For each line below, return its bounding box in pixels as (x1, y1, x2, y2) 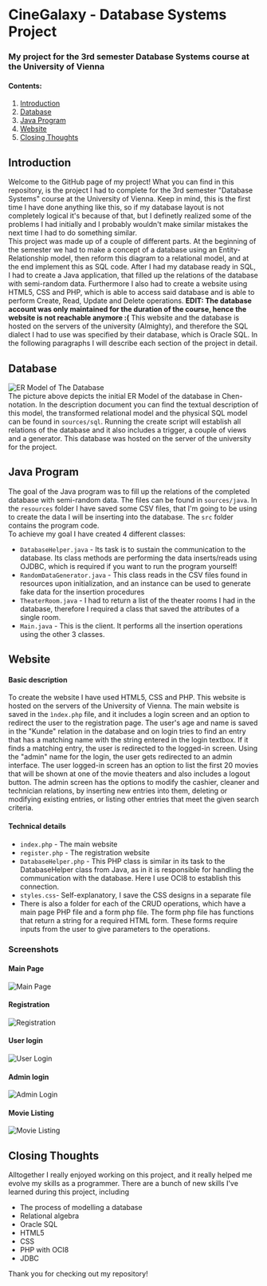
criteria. (8, 803, 34, 813)
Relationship (8, 253, 49, 263)
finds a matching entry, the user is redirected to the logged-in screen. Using (8, 743, 258, 753)
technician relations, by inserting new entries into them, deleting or (8, 786, 228, 796)
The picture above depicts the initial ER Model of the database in (8, 391, 221, 400)
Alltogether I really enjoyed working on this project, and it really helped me (8, 1170, 253, 1180)
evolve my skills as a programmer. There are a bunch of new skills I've (8, 1179, 239, 1188)
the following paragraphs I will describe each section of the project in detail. (8, 338, 257, 348)
